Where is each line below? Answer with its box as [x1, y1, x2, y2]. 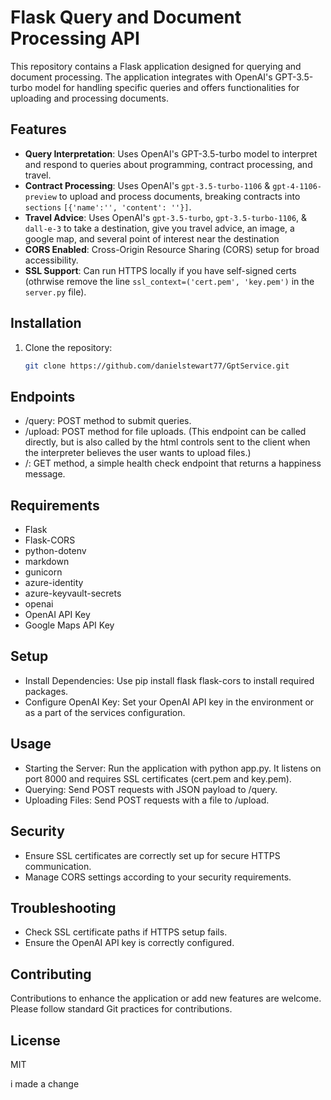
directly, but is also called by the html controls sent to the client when [24, 436, 311, 448]
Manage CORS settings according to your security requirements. [24, 871, 292, 883]
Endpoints [10, 388, 76, 405]
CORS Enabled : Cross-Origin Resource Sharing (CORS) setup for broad [24, 243, 320, 255]
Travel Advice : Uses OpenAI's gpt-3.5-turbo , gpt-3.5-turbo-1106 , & [24, 211, 308, 223]
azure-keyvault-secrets [24, 587, 122, 600]
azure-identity [24, 577, 84, 589]
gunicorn [24, 566, 63, 578]
